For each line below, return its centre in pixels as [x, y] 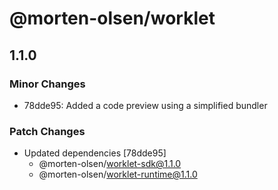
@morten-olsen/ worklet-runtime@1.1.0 [118, 174]
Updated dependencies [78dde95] [95, 153]
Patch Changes [47, 131]
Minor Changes [47, 84]
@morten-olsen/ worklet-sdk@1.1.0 [110, 164]
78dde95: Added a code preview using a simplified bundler [145, 105]
